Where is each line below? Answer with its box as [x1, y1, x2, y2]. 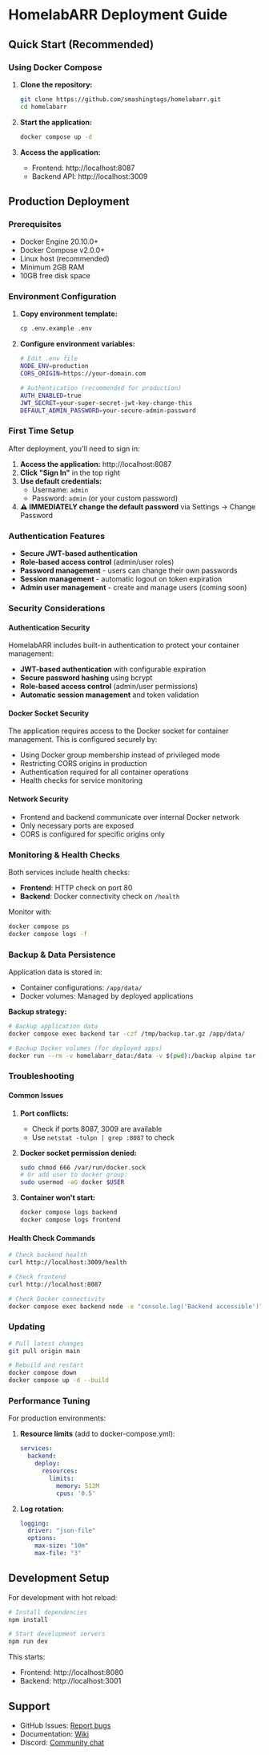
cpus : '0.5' [55, 1490, 96, 1498]
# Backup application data [8, 1022, 98, 1030]
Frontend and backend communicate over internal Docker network [19, 812, 240, 821]
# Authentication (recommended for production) [19, 383, 182, 392]
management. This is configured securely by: [8, 735, 158, 744]
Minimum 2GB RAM [19, 262, 85, 272]
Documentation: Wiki [19, 1729, 90, 1738]
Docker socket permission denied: [19, 1148, 138, 1157]
